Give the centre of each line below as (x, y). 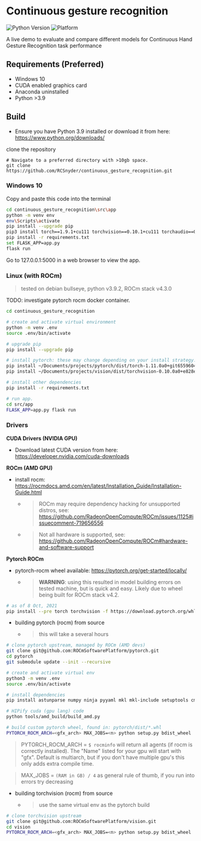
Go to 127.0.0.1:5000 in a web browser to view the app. (73, 260)
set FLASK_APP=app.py (33, 243)
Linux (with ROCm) (34, 276)
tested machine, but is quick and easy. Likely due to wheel (111, 588)
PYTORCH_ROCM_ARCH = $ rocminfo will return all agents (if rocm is (106, 745)
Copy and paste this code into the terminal (59, 198)
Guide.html (28, 492)
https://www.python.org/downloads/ (60, 137)
